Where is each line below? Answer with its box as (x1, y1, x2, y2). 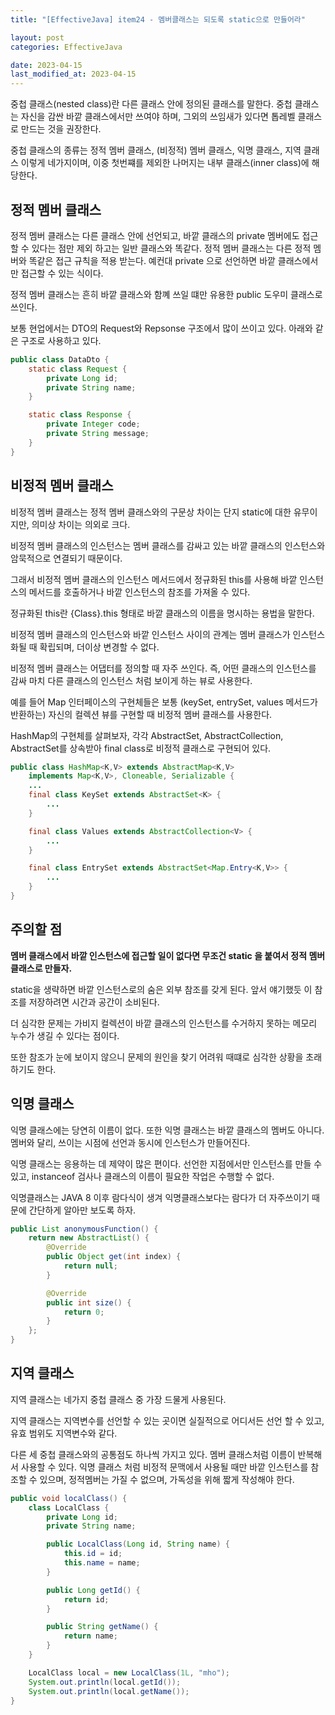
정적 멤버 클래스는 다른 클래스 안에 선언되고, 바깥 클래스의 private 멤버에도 (10, 229, 300, 241)
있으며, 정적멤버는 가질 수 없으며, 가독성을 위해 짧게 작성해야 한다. (39, 1473, 295, 1485)
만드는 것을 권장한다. (20, 123, 102, 135)
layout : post (10, 32, 65, 43)
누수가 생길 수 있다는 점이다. (10, 1029, 120, 1041)
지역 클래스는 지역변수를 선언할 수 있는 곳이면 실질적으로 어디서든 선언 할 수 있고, (10, 1414, 325, 1426)
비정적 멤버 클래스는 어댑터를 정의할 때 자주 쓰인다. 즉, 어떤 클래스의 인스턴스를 (10, 662, 317, 674)
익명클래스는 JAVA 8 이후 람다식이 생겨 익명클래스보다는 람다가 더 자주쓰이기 (10, 1191, 310, 1203)
